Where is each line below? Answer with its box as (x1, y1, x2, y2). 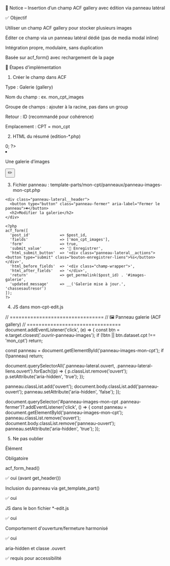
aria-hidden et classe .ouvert (5, 545, 66, 551)
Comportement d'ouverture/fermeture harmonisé (5, 525, 108, 531)
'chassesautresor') (5, 286, 47, 291)
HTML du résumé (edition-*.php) (12, 133, 81, 139)
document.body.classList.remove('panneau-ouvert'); (5, 420, 116, 426)
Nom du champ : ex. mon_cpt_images (5, 94, 84, 100)
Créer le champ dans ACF (12, 74, 67, 80)
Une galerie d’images (5, 158, 50, 164)
